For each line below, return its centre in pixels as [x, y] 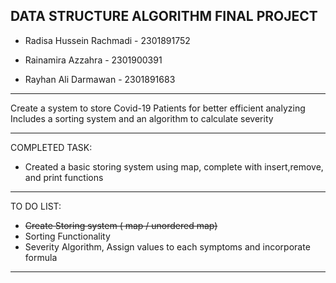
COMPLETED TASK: [51, 147]
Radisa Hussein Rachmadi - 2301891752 [107, 40]
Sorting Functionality [67, 236]
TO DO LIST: [36, 206]
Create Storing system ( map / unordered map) [121, 225]
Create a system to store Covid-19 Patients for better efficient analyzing [158, 108]
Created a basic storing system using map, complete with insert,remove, [174, 166]
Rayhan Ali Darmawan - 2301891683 [100, 79]
